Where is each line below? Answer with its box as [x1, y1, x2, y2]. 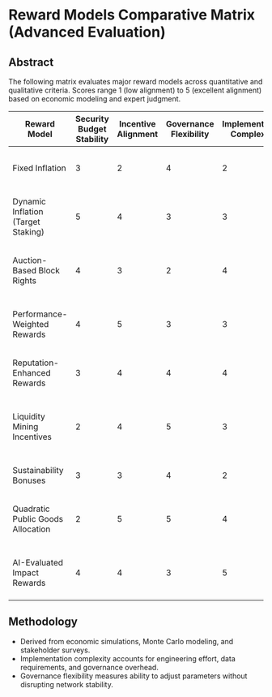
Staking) [12, 226, 45, 237]
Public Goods [12, 514, 64, 524]
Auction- [12, 255, 48, 265]
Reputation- [12, 357, 59, 368]
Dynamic [12, 196, 47, 207]
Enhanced [12, 368, 51, 378]
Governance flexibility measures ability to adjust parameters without [19, 671, 248, 681]
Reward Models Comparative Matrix [8, 6, 256, 24]
